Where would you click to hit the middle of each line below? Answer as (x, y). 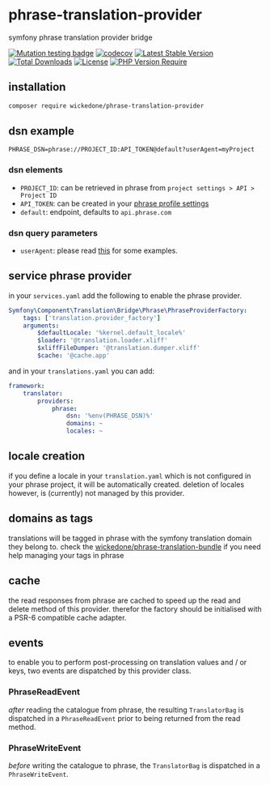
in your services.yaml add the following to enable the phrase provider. (125, 295)
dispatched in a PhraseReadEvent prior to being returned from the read (124, 718)
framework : (27, 386)
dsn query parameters (53, 233)
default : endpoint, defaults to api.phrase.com (96, 211)
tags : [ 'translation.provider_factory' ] (92, 318)
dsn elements (36, 170)
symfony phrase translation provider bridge (80, 37)
